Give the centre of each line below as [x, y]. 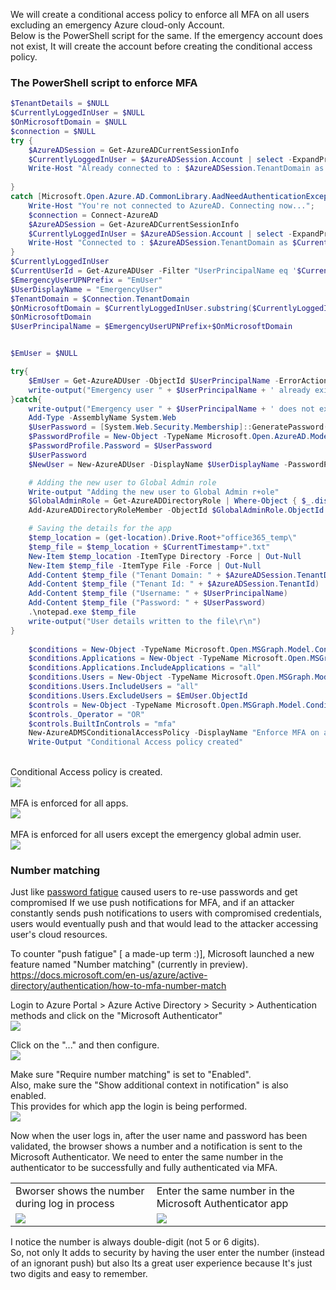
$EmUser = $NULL [44, 354]
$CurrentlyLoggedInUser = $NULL [77, 113]
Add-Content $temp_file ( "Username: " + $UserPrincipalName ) [158, 594]
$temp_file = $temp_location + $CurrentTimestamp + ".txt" [149, 547]
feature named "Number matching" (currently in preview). [129, 965]
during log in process [65, 1204]
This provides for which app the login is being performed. [129, 1106]
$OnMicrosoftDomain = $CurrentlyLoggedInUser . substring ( [131, 308]
